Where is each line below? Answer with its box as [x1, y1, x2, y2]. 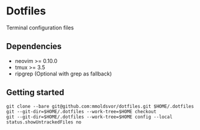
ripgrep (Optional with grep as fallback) [14, 70, 112, 77]
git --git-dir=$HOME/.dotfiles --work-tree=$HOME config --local [6, 114, 172, 120]
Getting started [6, 87, 65, 98]
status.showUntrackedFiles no [6, 119, 82, 125]
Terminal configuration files [6, 24, 74, 31]
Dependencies [6, 41, 62, 52]
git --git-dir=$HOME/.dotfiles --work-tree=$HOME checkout [6, 108, 157, 114]
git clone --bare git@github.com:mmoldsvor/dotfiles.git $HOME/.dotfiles [6, 103, 195, 109]
